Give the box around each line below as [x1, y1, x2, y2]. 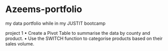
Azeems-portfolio [5, 4, 83, 15]
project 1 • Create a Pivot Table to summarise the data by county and [5, 30, 151, 36]
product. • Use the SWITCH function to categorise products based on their [5, 35, 163, 41]
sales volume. [5, 40, 35, 46]
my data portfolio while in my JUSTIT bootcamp [5, 20, 106, 26]
